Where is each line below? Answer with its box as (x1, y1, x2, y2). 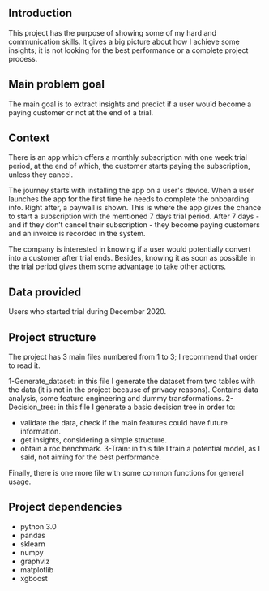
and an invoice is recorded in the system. (8, 229, 146, 239)
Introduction (8, 6, 73, 20)
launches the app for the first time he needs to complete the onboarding (8, 194, 250, 204)
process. (8, 54, 38, 63)
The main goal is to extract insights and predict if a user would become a (8, 99, 252, 109)
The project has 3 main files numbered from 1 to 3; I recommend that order (8, 352, 258, 362)
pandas (19, 530, 46, 540)
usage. (8, 477, 32, 486)
